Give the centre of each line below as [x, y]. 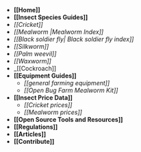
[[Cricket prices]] [48, 105]
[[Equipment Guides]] [45, 76]
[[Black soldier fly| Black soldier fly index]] [74, 39]
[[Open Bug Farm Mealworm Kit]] [71, 90]
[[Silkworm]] [31, 46]
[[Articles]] [30, 134]
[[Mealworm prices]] [53, 112]
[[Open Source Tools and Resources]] [68, 119]
